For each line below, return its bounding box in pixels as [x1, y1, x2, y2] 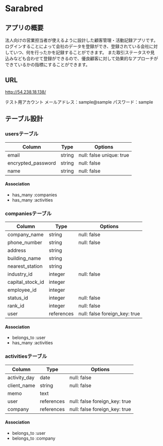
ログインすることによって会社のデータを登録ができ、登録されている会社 [5, 43, 149, 49]
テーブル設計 [5, 115, 43, 123]
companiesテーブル [5, 210, 52, 217]
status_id [7, 295, 28, 301]
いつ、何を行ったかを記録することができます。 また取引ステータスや [13, 50, 151, 55]
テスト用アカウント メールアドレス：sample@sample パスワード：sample [5, 99, 153, 105]
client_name [7, 382, 36, 389]
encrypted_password [7, 159, 56, 166]
